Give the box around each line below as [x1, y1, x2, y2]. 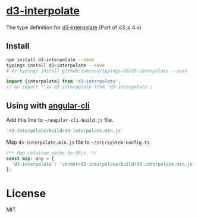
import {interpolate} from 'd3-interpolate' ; [6, 78, 121, 84]
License [6, 187, 46, 200]
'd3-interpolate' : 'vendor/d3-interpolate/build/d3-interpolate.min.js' [11, 161, 196, 167]
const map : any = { [6, 156, 55, 162]
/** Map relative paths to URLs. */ [6, 150, 97, 156]
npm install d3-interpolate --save [6, 56, 95, 63]
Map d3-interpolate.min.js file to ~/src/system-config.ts [6, 138, 150, 146]
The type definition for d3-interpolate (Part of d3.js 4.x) [6, 24, 142, 31]
